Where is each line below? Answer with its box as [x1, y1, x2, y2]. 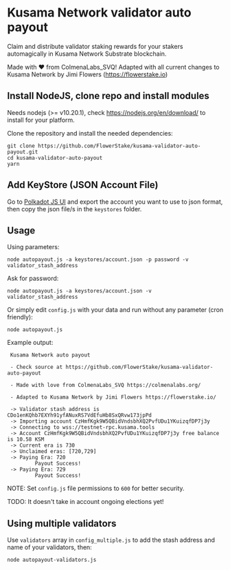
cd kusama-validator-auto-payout [7, 154, 103, 161]
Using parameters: [7, 243, 60, 251]
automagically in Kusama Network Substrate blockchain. [7, 50, 167, 58]
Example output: [7, 339, 54, 347]
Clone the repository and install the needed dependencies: [7, 129, 173, 137]
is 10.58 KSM [7, 436, 45, 443]
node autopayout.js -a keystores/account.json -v [7, 288, 152, 295]
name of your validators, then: [7, 543, 93, 551]
